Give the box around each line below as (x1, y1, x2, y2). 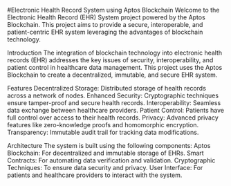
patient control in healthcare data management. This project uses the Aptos (7, 64, 223, 71)
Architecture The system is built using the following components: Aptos (7, 142, 211, 149)
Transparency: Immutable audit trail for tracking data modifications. (7, 128, 199, 136)
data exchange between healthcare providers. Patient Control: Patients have (7, 106, 225, 114)
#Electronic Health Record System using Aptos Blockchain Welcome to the (7, 6, 220, 14)
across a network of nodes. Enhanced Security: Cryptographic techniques (7, 91, 219, 100)
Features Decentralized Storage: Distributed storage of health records (7, 84, 206, 92)
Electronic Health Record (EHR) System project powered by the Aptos (7, 13, 205, 21)
